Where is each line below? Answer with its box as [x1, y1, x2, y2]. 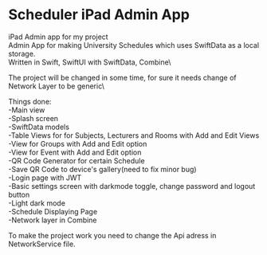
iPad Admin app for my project [8, 32, 109, 41]
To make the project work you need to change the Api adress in [8, 230, 217, 240]
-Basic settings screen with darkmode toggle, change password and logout [8, 181, 256, 190]
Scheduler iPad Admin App [8, 6, 190, 24]
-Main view [8, 105, 45, 115]
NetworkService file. [8, 239, 76, 249]
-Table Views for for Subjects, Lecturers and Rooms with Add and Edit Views [8, 130, 260, 140]
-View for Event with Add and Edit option [8, 147, 142, 157]
